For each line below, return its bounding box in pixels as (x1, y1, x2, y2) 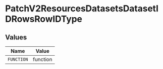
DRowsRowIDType (5, 13, 83, 25)
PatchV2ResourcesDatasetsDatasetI (5, 3, 159, 14)
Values (5, 33, 27, 41)
